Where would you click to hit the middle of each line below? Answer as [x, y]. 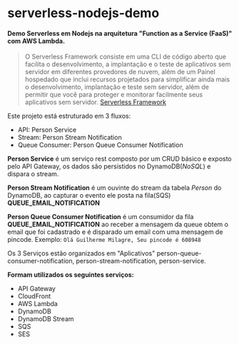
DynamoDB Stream [46, 319]
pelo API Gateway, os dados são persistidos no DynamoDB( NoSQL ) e [109, 166]
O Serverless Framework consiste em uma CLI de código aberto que [126, 57]
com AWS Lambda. [36, 41]
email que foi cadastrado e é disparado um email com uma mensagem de [115, 232]
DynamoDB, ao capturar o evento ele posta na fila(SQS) [89, 196]
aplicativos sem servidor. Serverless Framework [95, 102]
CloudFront [34, 296]
